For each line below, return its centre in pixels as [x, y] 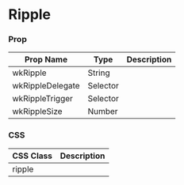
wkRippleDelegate [46, 86]
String [99, 73]
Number [103, 111]
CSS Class [33, 156]
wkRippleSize [37, 111]
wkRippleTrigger [43, 99]
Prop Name [46, 59]
